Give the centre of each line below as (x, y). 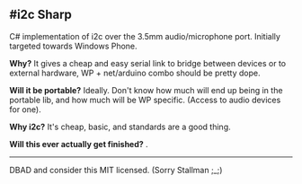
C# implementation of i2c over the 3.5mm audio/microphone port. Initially (145, 36)
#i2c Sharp (40, 15)
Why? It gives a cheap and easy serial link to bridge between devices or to (148, 63)
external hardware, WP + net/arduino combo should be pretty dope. (135, 73)
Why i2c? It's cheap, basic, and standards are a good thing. (120, 127)
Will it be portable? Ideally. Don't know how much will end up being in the (146, 90)
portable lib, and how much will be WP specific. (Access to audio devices (145, 100)
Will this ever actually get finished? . (79, 144)
